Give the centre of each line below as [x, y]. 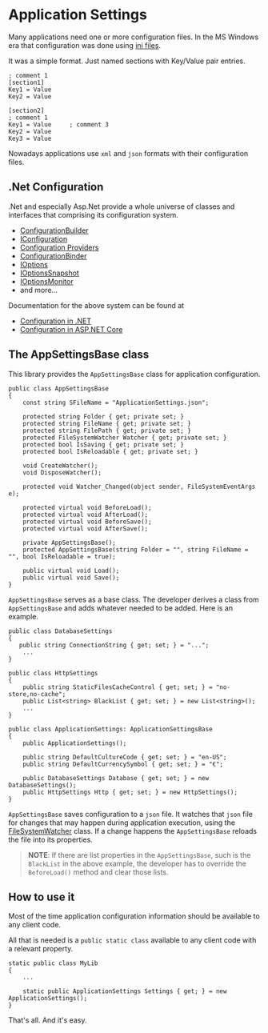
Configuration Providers [59, 247]
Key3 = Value [30, 138]
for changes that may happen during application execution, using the [122, 823]
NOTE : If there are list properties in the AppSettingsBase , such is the [139, 855]
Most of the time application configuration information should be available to [134, 916]
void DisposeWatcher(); [62, 472]
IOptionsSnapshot [50, 273]
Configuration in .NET [56, 321]
